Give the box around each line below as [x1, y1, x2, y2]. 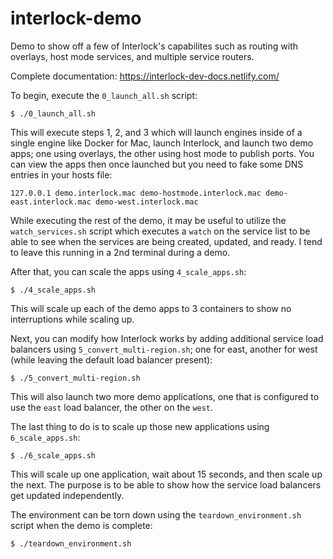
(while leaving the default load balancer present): [10, 353, 213, 366]
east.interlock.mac [10, 197, 92, 207]
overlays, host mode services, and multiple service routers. [10, 50, 255, 62]
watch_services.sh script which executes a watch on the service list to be [10, 225, 311, 237]
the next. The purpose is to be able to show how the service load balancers [10, 478, 322, 491]
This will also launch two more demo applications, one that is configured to [10, 390, 320, 402]
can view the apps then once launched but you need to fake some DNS [10, 158, 304, 170]
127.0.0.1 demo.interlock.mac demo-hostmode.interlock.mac [10, 188, 262, 198]
